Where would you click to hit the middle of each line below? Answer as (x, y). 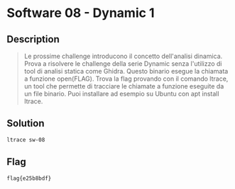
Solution (26, 124)
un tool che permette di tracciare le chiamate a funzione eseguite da (124, 86)
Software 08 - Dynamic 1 (81, 13)
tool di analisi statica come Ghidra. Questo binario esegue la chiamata (126, 71)
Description (33, 39)
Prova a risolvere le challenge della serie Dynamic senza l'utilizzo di (123, 64)
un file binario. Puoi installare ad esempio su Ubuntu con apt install (121, 94)
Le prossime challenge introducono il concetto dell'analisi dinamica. (123, 56)
